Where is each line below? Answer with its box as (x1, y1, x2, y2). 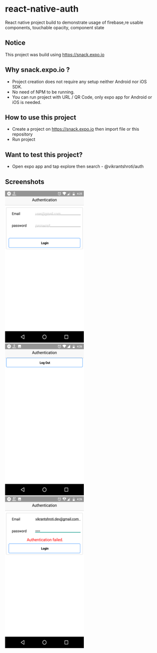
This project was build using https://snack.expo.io (5, 52, 105, 57)
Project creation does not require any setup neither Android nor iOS (12, 79, 147, 85)
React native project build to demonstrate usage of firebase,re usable (5, 19, 144, 25)
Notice (5, 39, 26, 47)
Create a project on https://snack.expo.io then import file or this (12, 126, 140, 132)
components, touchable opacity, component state (5, 24, 105, 30)
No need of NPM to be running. (12, 89, 75, 95)
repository (12, 131, 33, 137)
